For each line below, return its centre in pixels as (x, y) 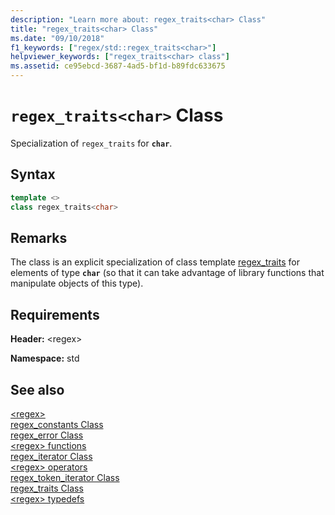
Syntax (33, 174)
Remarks (39, 237)
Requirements (55, 314)
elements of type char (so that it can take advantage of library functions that (167, 273)
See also (37, 389)
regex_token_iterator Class (65, 477)
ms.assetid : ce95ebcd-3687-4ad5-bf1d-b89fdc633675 (118, 66)
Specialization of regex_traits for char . (91, 143)
